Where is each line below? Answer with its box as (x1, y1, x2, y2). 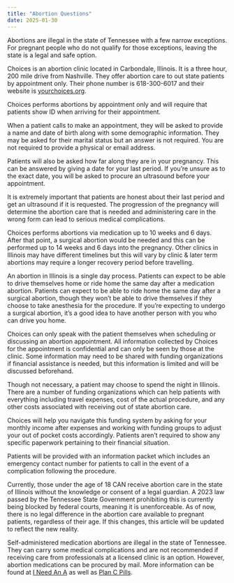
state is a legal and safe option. (7, 50, 97, 59)
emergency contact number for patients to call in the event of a (7, 459, 189, 468)
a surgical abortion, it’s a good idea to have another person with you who (7, 309, 217, 317)
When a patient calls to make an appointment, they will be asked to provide (7, 121, 224, 129)
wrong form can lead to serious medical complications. (7, 214, 166, 223)
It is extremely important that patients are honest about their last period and (7, 193, 225, 201)
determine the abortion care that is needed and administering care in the (7, 207, 217, 216)
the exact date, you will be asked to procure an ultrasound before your (7, 172, 210, 180)
